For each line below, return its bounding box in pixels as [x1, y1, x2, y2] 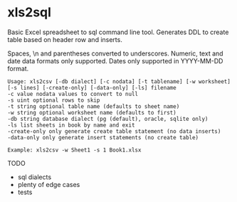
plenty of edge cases [17, 180, 80, 188]
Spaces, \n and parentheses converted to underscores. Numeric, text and [7, 49, 223, 58]
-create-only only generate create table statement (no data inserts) [7, 127, 221, 135]
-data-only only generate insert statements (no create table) [7, 134, 199, 141]
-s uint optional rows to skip [7, 97, 100, 104]
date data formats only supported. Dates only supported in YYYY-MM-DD [7, 56, 223, 65]
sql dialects [17, 172, 52, 181]
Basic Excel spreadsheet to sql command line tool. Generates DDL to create [7, 28, 229, 36]
